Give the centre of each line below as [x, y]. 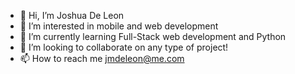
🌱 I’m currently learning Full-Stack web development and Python [153, 36]
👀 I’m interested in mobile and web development [119, 26]
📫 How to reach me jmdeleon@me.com [102, 58]
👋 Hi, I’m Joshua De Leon [72, 15]
